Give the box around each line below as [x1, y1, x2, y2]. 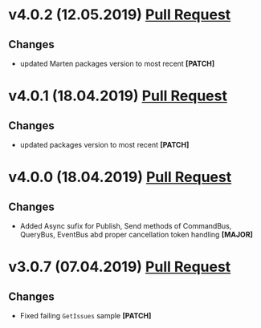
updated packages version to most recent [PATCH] [19, 140, 190, 149]
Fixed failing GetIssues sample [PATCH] [19, 311, 152, 320]
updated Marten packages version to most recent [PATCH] [19, 59, 215, 68]
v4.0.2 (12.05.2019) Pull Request [8, 6, 231, 24]
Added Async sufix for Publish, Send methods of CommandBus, [19, 221, 232, 230]
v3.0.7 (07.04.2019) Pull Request [8, 258, 231, 276]
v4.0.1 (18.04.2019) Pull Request [8, 87, 227, 105]
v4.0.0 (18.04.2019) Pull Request [8, 168, 232, 186]
